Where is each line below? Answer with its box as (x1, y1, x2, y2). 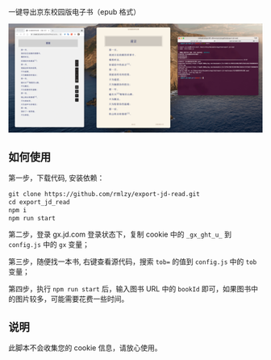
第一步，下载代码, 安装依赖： (8, 173, 105, 183)
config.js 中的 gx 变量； (8, 240, 90, 249)
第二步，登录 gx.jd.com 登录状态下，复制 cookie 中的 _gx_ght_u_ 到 (8, 229, 232, 240)
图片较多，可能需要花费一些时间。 (15, 294, 129, 304)
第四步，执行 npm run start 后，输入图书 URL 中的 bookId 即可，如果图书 (8, 284, 252, 294)
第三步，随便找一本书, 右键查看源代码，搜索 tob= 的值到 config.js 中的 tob (8, 257, 257, 266)
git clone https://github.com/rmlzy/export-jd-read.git (8, 190, 200, 199)
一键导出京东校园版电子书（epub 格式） (8, 7, 141, 16)
